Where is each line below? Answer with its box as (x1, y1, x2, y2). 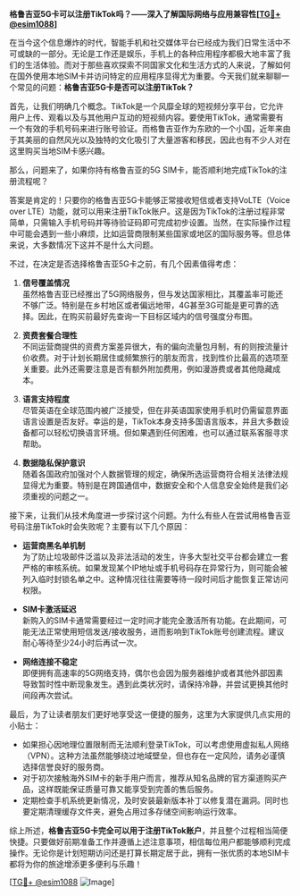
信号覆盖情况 (21, 277, 70, 288)
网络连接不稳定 (21, 656, 78, 667)
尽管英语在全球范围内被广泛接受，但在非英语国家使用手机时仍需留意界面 (21, 405, 288, 415)
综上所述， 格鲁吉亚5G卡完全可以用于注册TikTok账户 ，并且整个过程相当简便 (9, 825, 288, 835)
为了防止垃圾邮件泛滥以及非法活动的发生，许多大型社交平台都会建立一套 (21, 552, 288, 562)
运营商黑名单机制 (21, 540, 86, 551)
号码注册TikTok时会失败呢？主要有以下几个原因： (9, 521, 190, 531)
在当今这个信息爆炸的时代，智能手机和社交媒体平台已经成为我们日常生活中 (9, 38, 283, 47)
